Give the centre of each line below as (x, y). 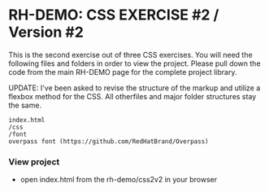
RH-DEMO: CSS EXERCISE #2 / (114, 15)
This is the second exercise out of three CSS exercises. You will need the (131, 55)
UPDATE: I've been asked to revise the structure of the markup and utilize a (134, 88)
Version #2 (46, 32)
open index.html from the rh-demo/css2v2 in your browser (119, 180)
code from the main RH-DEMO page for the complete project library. (123, 72)
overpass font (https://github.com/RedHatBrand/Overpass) (108, 141)
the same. (25, 105)
